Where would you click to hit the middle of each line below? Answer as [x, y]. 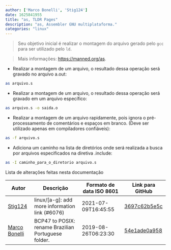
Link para [144, 185]
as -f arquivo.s [22, 138]
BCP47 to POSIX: [54, 221]
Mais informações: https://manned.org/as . [62, 59]
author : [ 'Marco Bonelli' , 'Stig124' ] [46, 10]
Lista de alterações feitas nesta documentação [54, 172]
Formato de [101, 185]
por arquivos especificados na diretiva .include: [62, 153]
